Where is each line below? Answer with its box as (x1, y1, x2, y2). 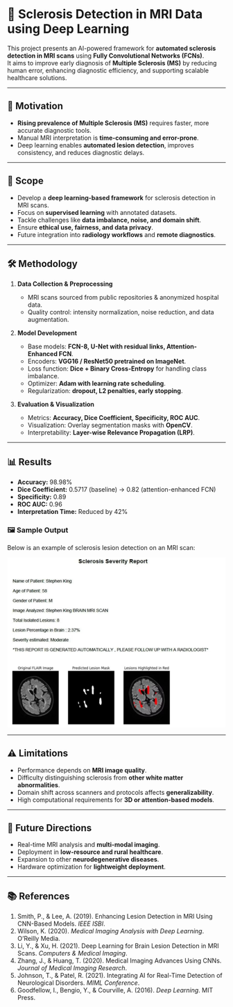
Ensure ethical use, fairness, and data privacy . (17, 223, 154, 232)
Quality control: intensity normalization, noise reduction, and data (27, 308, 214, 316)
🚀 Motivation (7, 100, 64, 112)
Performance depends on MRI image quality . (17, 766, 147, 774)
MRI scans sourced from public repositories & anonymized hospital (27, 293, 219, 302)
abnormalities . (17, 780, 60, 789)
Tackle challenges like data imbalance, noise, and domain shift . (17, 216, 202, 224)
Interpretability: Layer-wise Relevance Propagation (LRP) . (27, 428, 196, 437)
